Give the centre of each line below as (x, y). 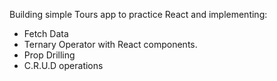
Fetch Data (46, 33)
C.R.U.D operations (63, 65)
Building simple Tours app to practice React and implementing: (138, 14)
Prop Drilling (49, 55)
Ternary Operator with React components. (110, 44)
